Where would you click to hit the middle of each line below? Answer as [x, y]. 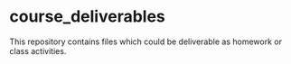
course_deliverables [87, 17]
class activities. [38, 50]
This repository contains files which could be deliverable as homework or [146, 41]
